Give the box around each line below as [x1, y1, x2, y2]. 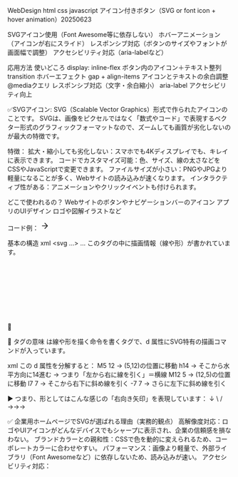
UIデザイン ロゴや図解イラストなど [19, 207, 122, 215]
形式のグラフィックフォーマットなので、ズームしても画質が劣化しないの [19, 123, 232, 131]
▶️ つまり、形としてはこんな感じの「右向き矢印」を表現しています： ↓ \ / [7, 394, 223, 403]
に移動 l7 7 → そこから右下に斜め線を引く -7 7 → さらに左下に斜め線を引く [7, 379, 227, 387]
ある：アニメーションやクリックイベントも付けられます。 [31, 183, 201, 191]
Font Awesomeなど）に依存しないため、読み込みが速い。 [31, 453, 201, 461]
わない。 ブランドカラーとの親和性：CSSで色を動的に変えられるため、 [7, 435, 215, 443]
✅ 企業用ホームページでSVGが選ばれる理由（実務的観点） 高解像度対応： [7, 417, 222, 426]
